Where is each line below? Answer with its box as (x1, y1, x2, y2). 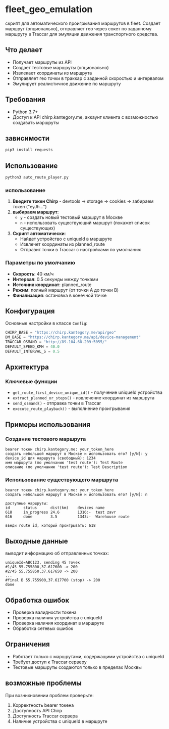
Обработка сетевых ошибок (12, 625, 74, 631)
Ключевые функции (5, 378, 58, 385)
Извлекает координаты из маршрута (12, 70, 92, 76)
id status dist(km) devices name (5, 506, 105, 511)
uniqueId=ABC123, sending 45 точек (5, 560, 80, 565)
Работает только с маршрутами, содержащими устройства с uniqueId (12, 653, 164, 659)
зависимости (5, 134, 49, 143)
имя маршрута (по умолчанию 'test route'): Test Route (5, 460, 123, 466)
